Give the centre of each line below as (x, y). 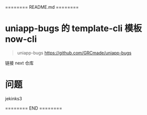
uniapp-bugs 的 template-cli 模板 (73, 29)
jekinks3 (14, 98)
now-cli (21, 39)
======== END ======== (34, 108)
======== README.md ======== (42, 7)
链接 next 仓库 (19, 63)
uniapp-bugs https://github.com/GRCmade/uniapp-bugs (74, 53)
